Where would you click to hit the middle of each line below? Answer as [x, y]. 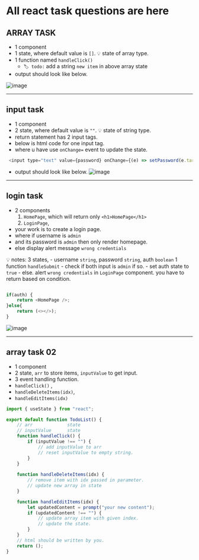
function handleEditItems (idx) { [58, 502]
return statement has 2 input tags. [56, 137]
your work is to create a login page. [58, 229]
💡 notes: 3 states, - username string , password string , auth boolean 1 [92, 260]
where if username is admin [48, 235]
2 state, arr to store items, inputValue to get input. [76, 373]
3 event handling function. [46, 379]
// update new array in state [65, 486]
